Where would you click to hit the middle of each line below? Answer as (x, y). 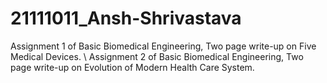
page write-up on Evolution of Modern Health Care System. (132, 67)
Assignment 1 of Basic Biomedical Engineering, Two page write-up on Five (163, 46)
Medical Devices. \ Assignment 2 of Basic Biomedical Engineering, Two (157, 56)
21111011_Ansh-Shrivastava (126, 18)
